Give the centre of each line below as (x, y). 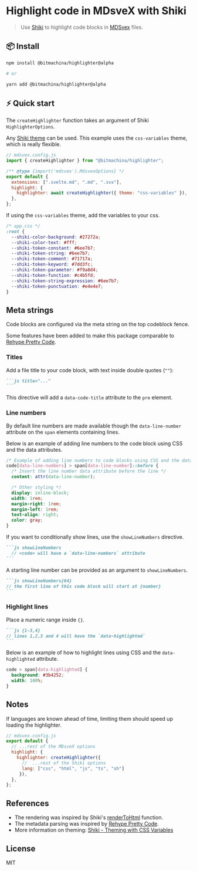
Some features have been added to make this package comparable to (90, 336)
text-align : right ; (35, 515)
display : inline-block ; (40, 493)
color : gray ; (27, 520)
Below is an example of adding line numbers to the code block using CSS (94, 443)
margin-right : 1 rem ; (36, 504)
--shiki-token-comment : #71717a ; (52, 259)
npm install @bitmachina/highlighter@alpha (60, 63)
